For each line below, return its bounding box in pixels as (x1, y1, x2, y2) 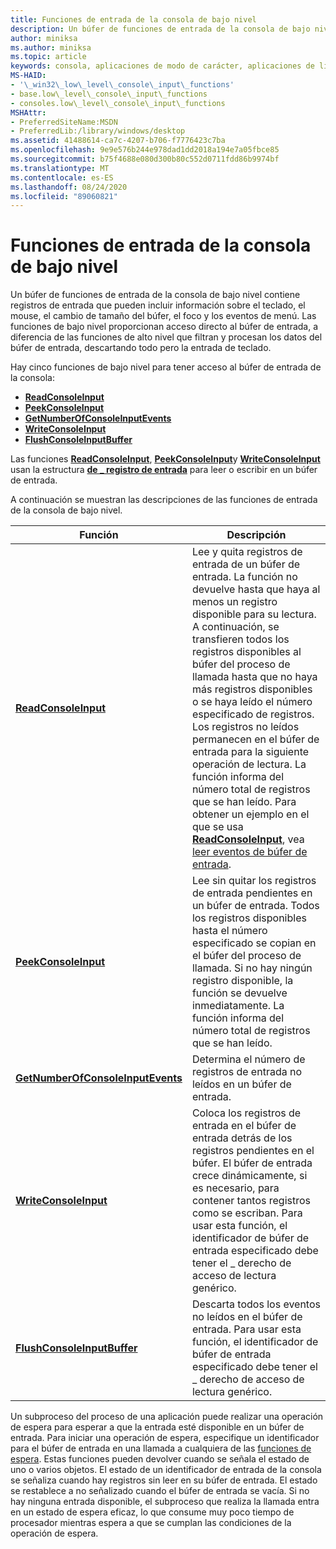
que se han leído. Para (191, 795, 297, 809)
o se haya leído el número (191, 695, 313, 709)
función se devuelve (191, 986, 288, 1000)
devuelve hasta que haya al (191, 582, 321, 596)
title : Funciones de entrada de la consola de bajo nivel (10, 14, 257, 25)
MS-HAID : (10, 71, 47, 81)
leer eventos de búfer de (191, 845, 308, 859)
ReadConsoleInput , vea (191, 832, 305, 846)
